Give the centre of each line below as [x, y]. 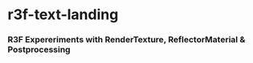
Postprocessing [39, 49]
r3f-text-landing [63, 15]
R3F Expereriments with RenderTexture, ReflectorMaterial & [126, 40]
